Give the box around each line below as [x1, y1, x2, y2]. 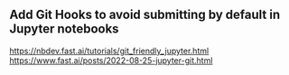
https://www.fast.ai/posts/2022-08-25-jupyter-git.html [9, 54, 213, 66]
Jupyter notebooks [9, 22, 119, 37]
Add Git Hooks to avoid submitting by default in [9, 7, 281, 23]
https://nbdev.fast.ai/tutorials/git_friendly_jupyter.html [9, 45, 210, 56]
